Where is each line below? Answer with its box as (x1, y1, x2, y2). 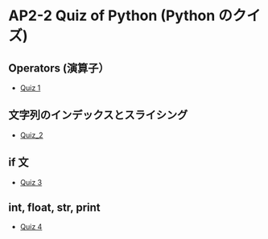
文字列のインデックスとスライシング (8, 109, 188, 122)
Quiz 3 (19, 177, 43, 187)
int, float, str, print (8, 201, 101, 215)
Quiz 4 (19, 222, 43, 232)
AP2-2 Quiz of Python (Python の (8, 6, 233, 25)
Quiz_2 (19, 130, 43, 140)
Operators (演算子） (8, 61, 109, 75)
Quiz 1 (19, 83, 41, 93)
